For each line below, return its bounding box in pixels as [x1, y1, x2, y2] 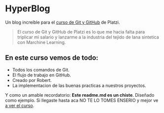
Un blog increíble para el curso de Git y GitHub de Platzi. [5, 19, 120, 25]
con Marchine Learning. [17, 39, 66, 45]
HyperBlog [5, 3, 50, 14]
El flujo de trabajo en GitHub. [12, 72, 71, 78]
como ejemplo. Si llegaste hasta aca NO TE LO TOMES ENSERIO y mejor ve [5, 97, 159, 103]
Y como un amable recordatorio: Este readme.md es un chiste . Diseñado [5, 92, 155, 98]
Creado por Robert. [12, 77, 52, 83]
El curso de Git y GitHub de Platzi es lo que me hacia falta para [17, 29, 145, 35]
